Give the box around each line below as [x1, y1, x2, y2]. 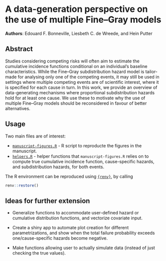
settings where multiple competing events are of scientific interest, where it [5, 79, 159, 85]
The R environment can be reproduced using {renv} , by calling [5, 173, 133, 179]
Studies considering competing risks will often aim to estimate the [5, 58, 140, 64]
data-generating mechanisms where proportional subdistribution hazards [5, 89, 155, 95]
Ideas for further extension [5, 196, 90, 205]
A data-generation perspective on [5, 3, 148, 15]
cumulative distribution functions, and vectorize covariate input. [12, 215, 143, 221]
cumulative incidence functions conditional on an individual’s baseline [5, 63, 148, 69]
